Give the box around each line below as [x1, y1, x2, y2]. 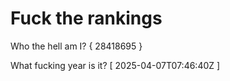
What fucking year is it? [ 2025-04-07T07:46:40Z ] [10, 59, 221, 71]
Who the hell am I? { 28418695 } [10, 40, 143, 52]
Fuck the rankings [10, 7, 163, 30]
